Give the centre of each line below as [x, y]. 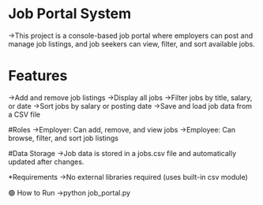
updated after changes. [46, 162]
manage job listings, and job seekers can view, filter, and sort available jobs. [131, 43]
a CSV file [24, 114]
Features [38, 76]
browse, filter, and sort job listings [63, 138]
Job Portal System [70, 14]
